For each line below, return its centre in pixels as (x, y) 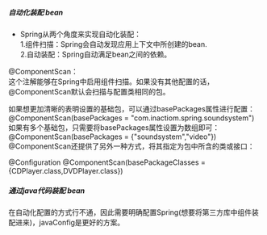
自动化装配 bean (35, 12)
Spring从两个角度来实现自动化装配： (81, 34)
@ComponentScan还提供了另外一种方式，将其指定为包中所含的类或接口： (131, 146)
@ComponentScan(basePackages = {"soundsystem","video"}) (113, 136)
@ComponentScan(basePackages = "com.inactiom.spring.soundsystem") (131, 118)
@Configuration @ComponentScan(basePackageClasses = (107, 162)
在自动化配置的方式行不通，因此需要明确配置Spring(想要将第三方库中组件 (130, 212)
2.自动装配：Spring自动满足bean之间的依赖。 (96, 54)
